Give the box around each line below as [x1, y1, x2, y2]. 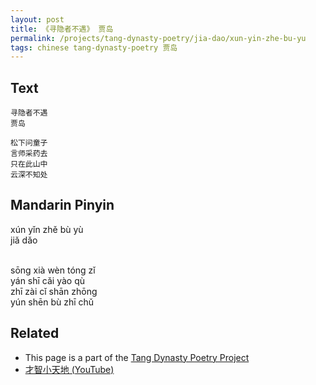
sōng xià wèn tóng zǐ [10, 264, 96, 276]
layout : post [10, 14, 65, 25]
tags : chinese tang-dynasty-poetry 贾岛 [10, 42, 178, 53]
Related [10, 325, 60, 342]
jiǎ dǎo [10, 234, 38, 246]
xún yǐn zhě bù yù [10, 223, 84, 235]
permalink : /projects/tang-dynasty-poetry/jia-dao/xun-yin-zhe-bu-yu [10, 33, 307, 43]
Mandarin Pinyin [10, 197, 115, 214]
